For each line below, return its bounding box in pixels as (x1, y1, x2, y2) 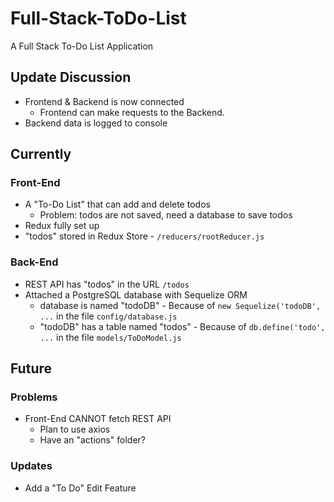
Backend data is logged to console (24, 117, 168, 129)
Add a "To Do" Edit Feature (24, 482, 137, 494)
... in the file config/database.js (39, 310, 178, 322)
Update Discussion (10, 69, 132, 86)
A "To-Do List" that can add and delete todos (24, 198, 211, 211)
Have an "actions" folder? (39, 434, 147, 446)
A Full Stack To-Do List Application (10, 40, 154, 52)
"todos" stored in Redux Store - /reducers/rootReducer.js (24, 230, 265, 242)
